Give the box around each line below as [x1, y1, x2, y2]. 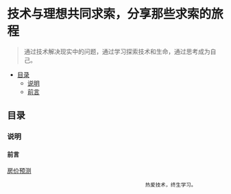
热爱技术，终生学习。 [145, 182, 197, 189]
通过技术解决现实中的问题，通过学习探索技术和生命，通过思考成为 [23, 47, 210, 56]
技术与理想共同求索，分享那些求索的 [7, 6, 212, 22]
